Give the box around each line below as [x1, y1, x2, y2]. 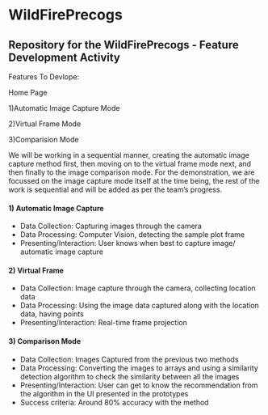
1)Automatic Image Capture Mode [8, 104, 120, 112]
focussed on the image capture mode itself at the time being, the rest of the [8, 176, 260, 185]
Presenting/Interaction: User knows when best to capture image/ [19, 239, 236, 248]
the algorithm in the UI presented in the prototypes [19, 388, 189, 398]
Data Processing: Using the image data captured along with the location [19, 301, 260, 311]
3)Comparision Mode [8, 135, 79, 144]
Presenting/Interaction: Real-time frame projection [19, 318, 188, 328]
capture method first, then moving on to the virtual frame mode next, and [8, 159, 252, 168]
